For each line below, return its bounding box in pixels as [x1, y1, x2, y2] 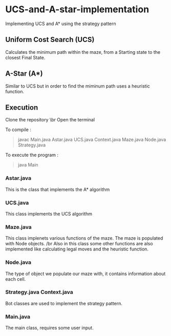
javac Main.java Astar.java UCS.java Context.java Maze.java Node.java [17, 137, 166, 143]
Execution [5, 103, 38, 112]
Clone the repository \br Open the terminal [5, 117, 95, 123]
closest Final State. [5, 54, 46, 60]
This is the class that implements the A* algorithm [5, 186, 110, 193]
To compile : [5, 127, 32, 133]
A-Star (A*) [5, 69, 43, 78]
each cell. [5, 276, 26, 282]
